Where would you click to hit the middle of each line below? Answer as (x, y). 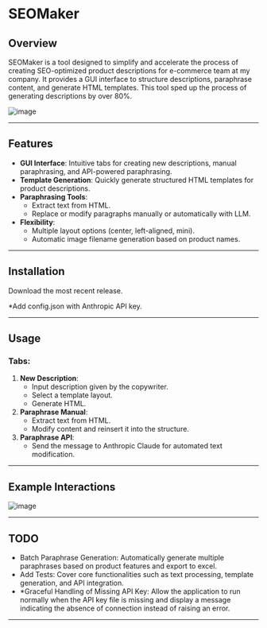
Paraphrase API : (47, 437)
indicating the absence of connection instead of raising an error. (125, 608)
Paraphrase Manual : (54, 412)
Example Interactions (62, 487)
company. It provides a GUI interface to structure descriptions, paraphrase (130, 79)
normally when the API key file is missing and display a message (125, 599)
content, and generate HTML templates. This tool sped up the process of (128, 87)
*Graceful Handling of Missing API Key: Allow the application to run (130, 591)
